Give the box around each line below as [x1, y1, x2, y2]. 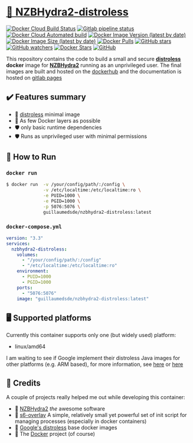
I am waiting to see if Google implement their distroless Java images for [6, 355, 181, 362]
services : [6, 240, 31, 246]
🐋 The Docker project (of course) [14, 431, 96, 438]
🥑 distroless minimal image [14, 111, 80, 118]
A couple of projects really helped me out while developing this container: [6, 394, 185, 401]
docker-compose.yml [6, 223, 62, 230]
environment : [17, 268, 49, 274]
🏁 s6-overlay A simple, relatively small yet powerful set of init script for [14, 412, 187, 419]
